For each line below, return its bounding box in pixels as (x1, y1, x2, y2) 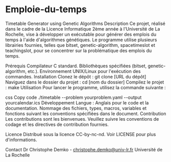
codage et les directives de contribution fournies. (5, 121, 109, 127)
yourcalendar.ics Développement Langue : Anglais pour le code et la (5, 99, 149, 105)
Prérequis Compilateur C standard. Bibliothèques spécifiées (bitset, (5, 63, 147, 69)
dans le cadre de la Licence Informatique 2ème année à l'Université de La (5, 25, 160, 32)
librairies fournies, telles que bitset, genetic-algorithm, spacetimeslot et (5, 42, 156, 48)
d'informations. (5, 137, 37, 143)
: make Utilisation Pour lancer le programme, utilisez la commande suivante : (5, 84, 166, 90)
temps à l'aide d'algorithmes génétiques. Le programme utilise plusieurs (5, 37, 157, 43)
